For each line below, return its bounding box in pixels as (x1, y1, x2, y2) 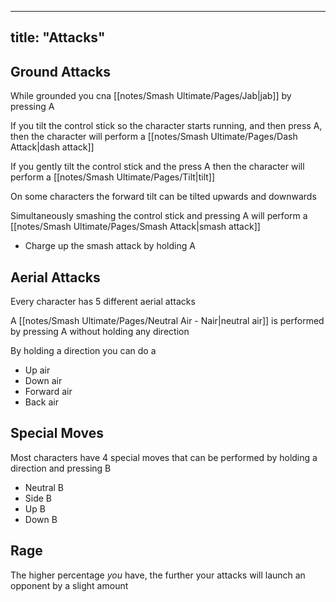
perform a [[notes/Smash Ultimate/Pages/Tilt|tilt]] (10, 171, 216, 183)
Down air (24, 375, 63, 387)
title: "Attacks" (10, 29, 106, 46)
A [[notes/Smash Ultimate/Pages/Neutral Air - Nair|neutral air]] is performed (10, 315, 325, 327)
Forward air (24, 386, 73, 398)
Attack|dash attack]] (10, 141, 95, 153)
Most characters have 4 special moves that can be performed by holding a (10, 451, 318, 463)
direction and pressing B (10, 462, 112, 474)
